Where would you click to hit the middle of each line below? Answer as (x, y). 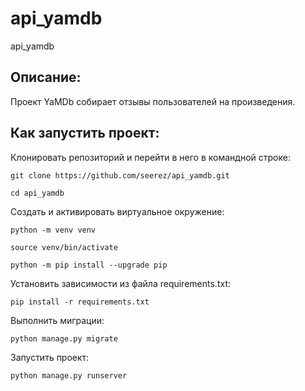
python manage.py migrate (64, 338)
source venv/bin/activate (64, 247)
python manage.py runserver (69, 375)
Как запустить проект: (85, 133)
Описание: (46, 77)
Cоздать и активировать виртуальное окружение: (117, 211)
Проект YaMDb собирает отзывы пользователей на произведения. (153, 101)
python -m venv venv (53, 230)
